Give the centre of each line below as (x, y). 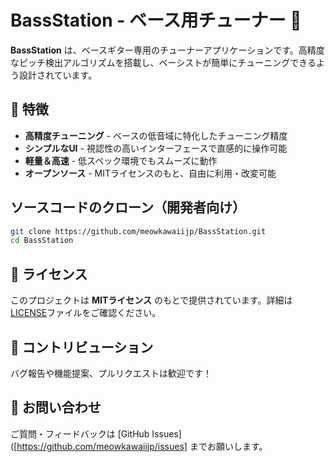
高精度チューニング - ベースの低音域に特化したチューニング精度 (156, 135)
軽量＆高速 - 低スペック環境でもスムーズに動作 (121, 160)
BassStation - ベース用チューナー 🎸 (156, 20)
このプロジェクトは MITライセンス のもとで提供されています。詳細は (151, 300)
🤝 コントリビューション (82, 347)
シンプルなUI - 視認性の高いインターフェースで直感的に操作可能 (156, 148)
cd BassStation (42, 241)
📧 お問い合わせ (56, 407)
